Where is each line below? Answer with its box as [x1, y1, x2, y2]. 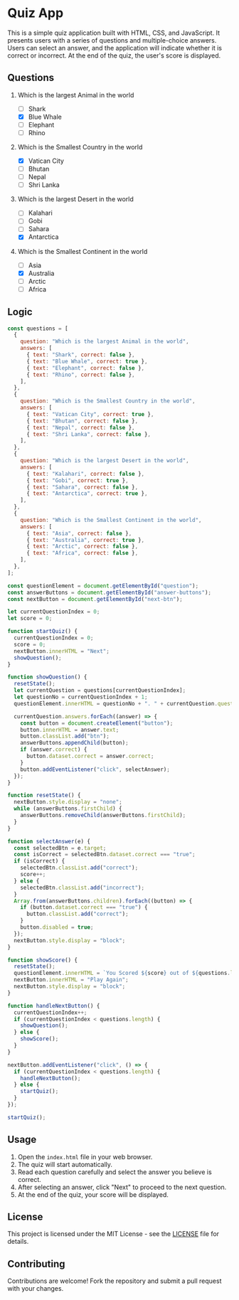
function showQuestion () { [7, 673, 87, 681]
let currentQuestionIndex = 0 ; [7, 608, 100, 616]
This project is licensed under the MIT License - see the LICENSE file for [7, 1230, 219, 1238]
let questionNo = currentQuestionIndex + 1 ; [14, 693, 148, 701]
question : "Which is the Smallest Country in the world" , [20, 398, 196, 405]
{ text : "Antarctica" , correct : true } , [26, 490, 148, 497]
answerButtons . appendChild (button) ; [20, 740, 129, 747]
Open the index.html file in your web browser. [17, 1152, 153, 1161]
